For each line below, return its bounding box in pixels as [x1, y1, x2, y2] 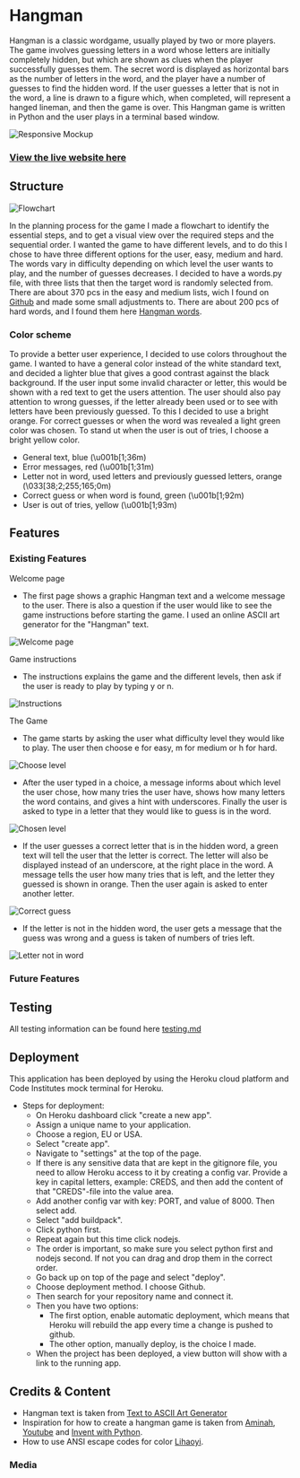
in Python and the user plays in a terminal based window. [9, 111, 220, 122]
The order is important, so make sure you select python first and [35, 1244, 273, 1255]
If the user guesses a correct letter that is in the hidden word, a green [21, 840, 279, 851]
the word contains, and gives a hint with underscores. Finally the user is [21, 796, 287, 807]
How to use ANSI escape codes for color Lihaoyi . [21, 1437, 204, 1447]
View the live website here [9, 151, 127, 163]
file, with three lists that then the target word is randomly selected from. [9, 277, 273, 288]
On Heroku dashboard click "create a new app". [35, 1110, 212, 1121]
